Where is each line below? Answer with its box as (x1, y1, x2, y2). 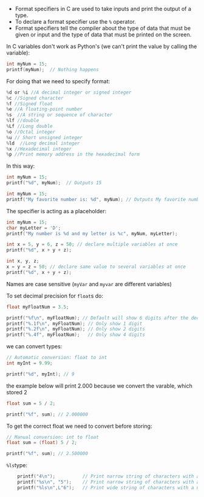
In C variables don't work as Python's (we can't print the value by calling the (6, 43, 197, 50)
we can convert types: (6, 343, 63, 350)
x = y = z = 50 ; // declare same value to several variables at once (6, 264, 186, 270)
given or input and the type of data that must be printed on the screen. (15, 31, 192, 38)
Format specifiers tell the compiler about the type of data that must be (15, 24, 191, 32)
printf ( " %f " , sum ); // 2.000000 (6, 411, 88, 417)
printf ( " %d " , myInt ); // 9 (6, 371, 75, 377)
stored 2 (6, 388, 27, 396)
